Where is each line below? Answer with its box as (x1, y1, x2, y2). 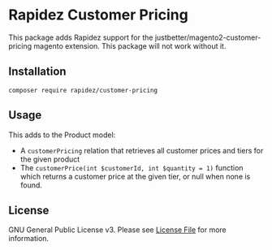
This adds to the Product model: (8, 130, 116, 140)
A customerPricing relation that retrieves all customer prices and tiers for (19, 145, 264, 155)
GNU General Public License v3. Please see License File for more (8, 225, 227, 235)
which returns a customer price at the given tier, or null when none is (19, 171, 251, 181)
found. (19, 180, 43, 190)
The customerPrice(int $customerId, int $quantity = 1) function (19, 162, 244, 172)
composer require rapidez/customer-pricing (8, 86, 158, 94)
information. (8, 234, 50, 244)
